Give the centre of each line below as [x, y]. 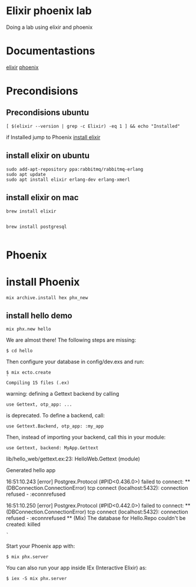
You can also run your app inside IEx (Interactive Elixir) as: [77, 568]
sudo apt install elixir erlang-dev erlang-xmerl [68, 180]
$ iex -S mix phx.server [36, 579]
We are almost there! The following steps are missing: [71, 340]
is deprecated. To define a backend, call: [55, 416]
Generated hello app [31, 470]
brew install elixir [31, 211]
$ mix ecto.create [29, 373]
